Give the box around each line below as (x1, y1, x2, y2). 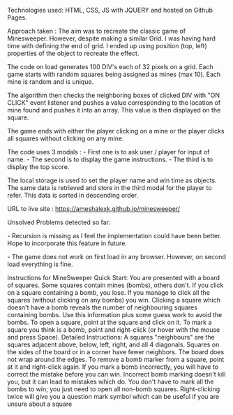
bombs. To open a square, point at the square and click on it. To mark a (7, 318, 212, 326)
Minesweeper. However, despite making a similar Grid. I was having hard (7, 34, 216, 43)
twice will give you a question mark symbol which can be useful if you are (7, 393, 220, 400)
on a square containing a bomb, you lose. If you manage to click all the (7, 289, 211, 296)
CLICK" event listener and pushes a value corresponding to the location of (7, 99, 221, 107)
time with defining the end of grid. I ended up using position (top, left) (7, 42, 207, 50)
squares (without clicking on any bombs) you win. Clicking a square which (7, 296, 221, 304)
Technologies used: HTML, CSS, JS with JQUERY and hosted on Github (7, 6, 213, 14)
